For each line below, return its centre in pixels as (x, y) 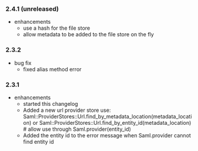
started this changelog (50, 103)
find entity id (38, 141)
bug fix (23, 63)
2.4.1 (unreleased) (32, 9)
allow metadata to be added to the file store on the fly (88, 34)
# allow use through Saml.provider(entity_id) (77, 129)
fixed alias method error (52, 69)
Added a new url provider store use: (67, 110)
